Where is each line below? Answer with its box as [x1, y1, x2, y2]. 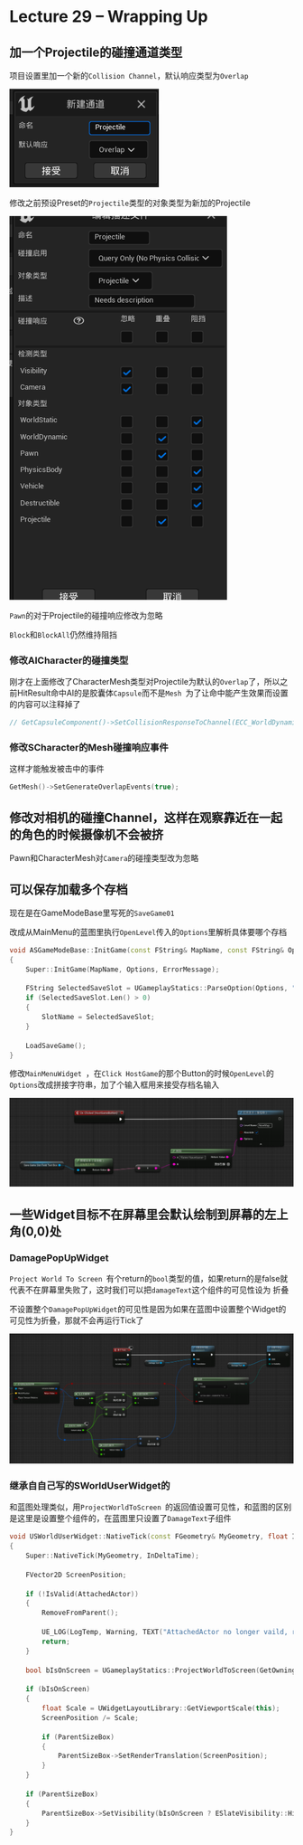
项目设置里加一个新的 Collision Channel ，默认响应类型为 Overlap [9, 71, 249, 80]
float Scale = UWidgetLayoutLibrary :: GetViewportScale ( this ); [41, 1704, 280, 1713]
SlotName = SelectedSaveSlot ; [41, 1013, 155, 1022]
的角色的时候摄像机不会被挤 [9, 827, 164, 842]
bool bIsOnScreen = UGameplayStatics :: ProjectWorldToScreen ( [25, 1666, 260, 1675]
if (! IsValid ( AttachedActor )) [25, 1589, 140, 1598]
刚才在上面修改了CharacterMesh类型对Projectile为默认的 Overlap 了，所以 [9, 676, 280, 687]
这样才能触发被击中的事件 [9, 763, 105, 774]
